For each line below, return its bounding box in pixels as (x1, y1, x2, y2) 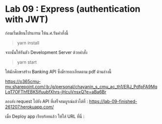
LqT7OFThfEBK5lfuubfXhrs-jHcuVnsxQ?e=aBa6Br (5, 89, 107, 95)
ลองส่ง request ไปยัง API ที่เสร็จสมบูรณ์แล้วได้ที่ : (5, 98, 88, 104)
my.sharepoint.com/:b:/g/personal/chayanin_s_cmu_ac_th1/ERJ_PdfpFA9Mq (5, 83, 158, 89)
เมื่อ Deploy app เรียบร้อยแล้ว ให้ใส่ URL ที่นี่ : (5, 113, 85, 119)
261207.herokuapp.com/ (5, 104, 54, 110)
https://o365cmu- (5, 78, 41, 84)
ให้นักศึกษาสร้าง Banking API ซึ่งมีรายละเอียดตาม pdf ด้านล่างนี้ (5, 69, 112, 74)
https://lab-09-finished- (89, 98, 138, 104)
